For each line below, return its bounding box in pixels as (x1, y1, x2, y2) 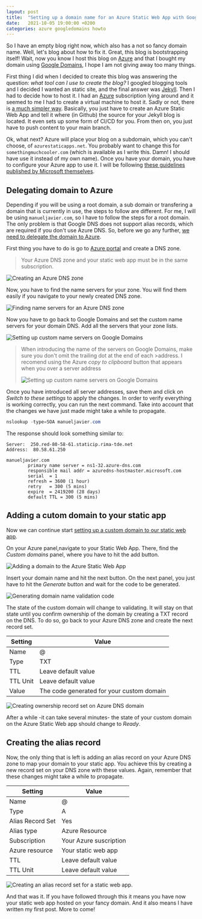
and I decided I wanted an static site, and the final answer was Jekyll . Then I (6, 85, 195, 93)
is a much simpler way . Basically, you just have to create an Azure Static (6, 105, 185, 112)
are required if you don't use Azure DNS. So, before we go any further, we (6, 227, 190, 234)
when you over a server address (20, 365, 101, 372)
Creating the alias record (6, 738, 101, 748)
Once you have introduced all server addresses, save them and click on (6, 388, 183, 395)
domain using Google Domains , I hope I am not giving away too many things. (6, 61, 197, 69)
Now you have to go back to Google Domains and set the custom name (6, 316, 183, 323)
